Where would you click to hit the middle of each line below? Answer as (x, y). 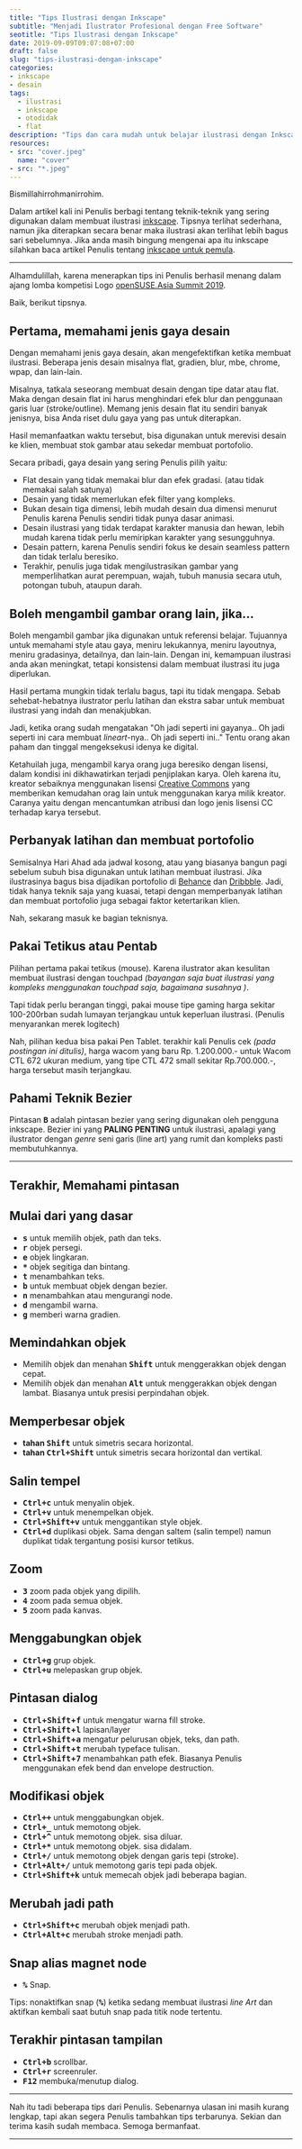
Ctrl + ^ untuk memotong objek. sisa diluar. (102, 1837)
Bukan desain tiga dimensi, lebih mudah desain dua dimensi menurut (149, 509)
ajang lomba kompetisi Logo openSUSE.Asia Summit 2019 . (118, 286)
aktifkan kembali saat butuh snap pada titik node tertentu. (116, 2011)
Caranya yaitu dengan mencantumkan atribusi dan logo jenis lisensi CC (141, 802)
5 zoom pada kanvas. (62, 1610)
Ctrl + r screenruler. (60, 2071)
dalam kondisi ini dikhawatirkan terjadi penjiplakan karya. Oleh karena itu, (145, 774)
